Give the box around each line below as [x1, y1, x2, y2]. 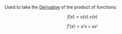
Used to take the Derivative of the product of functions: [4, 4, 117, 10]
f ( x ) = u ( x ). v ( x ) [67, 14, 98, 19]
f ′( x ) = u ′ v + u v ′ [67, 23, 98, 29]
